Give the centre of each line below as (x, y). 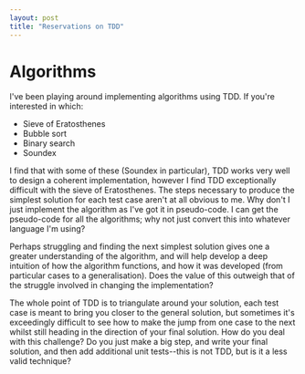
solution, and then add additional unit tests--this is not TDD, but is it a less (148, 351)
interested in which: (47, 107)
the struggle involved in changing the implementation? (111, 286)
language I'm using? (47, 229)
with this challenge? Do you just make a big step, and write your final (139, 342)
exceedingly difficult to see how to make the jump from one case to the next (152, 322)
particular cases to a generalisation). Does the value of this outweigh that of (152, 275)
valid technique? (40, 361)
